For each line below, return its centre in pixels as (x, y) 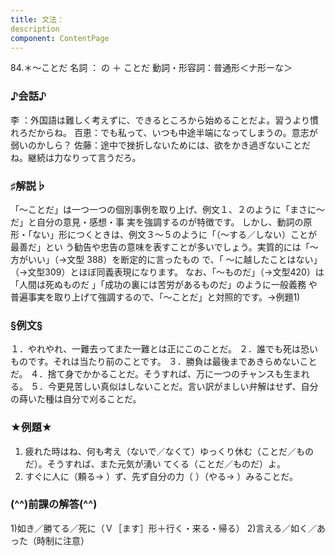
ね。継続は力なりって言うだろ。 (76, 157)
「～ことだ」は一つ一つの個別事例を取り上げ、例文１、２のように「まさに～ (168, 209)
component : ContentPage (60, 38)
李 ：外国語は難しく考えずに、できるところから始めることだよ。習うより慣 (164, 120)
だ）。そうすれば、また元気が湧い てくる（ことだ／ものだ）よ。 (155, 463)
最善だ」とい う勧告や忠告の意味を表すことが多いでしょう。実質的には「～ (164, 247)
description (35, 29)
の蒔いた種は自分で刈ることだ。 (76, 399)
